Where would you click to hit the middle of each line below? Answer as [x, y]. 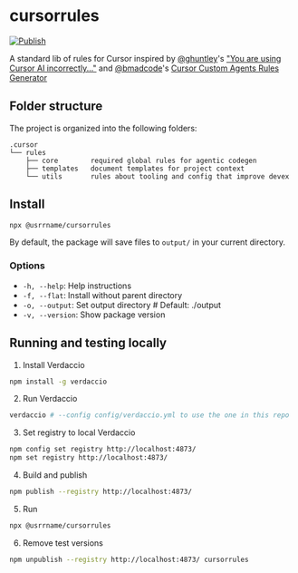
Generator [29, 77]
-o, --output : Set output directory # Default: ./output [122, 305]
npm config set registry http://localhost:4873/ [103, 450]
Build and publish [55, 475]
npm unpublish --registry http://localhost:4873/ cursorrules [129, 559]
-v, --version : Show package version [94, 315]
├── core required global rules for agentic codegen [141, 160]
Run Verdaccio [50, 399]
